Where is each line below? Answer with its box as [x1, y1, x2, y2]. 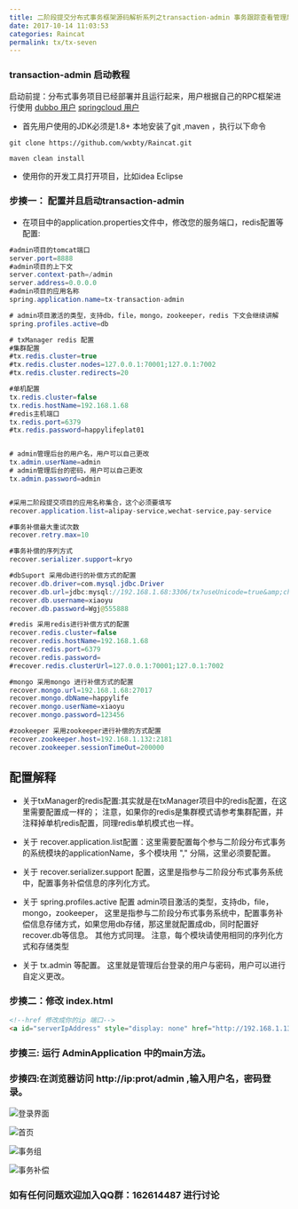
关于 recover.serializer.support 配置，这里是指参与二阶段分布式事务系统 [21, 866, 284, 877]
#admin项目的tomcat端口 [9, 245, 90, 254]
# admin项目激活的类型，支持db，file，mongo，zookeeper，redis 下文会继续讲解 [9, 311, 279, 320]
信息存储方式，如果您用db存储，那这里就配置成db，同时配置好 [29, 919, 260, 929]
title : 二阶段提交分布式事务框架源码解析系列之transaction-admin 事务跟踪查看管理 [9, 12, 287, 22]
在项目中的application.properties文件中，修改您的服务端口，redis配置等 [21, 217, 284, 227]
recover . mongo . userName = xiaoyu [9, 703, 125, 712]
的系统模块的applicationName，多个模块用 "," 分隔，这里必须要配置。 [21, 847, 276, 858]
